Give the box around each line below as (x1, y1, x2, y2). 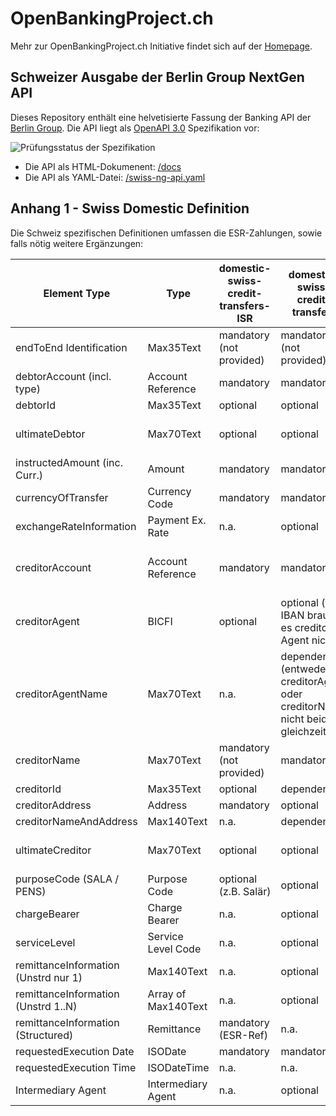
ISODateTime (147, 1060, 210, 1074)
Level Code (147, 942, 202, 956)
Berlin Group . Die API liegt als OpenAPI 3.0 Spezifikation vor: (10, 122, 260, 134)
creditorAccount (15, 560, 92, 574)
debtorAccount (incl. (15, 369, 112, 383)
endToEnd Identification (15, 340, 128, 354)
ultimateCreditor (15, 843, 92, 857)
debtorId (15, 398, 56, 412)
